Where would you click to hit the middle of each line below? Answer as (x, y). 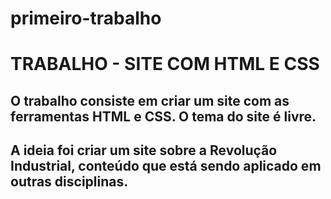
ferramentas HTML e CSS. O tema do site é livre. (163, 116)
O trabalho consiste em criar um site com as (150, 100)
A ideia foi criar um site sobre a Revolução (144, 150)
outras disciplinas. (69, 182)
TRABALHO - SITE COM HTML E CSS (165, 64)
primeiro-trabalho (86, 18)
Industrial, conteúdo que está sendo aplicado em (166, 166)
